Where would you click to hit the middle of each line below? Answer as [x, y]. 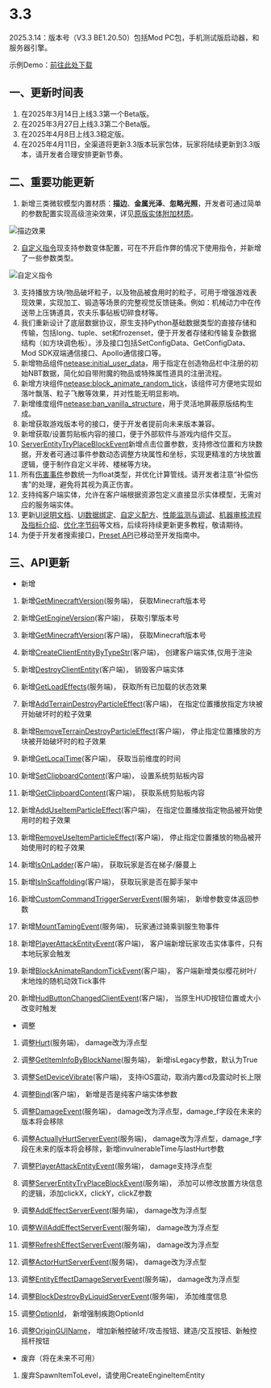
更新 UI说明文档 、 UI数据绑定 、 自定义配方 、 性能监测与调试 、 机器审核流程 [141, 514]
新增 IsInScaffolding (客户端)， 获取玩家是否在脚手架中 [109, 882]
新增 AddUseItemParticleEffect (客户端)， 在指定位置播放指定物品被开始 [138, 810]
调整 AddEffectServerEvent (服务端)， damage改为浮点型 [114, 1211]
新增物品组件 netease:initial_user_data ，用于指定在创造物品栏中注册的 [136, 363]
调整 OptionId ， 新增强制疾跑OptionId [82, 1314]
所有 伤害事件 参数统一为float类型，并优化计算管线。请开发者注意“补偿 [136, 474]
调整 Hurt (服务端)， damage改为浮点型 [84, 1043]
